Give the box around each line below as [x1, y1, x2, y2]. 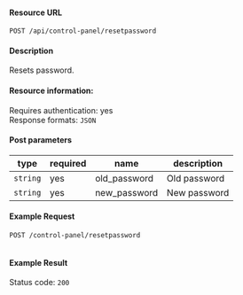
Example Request [9, 211, 75, 221]
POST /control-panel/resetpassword [9, 231, 141, 240]
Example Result [9, 257, 68, 268]
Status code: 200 [9, 277, 70, 288]
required [50, 157, 87, 169]
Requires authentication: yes [9, 105, 114, 115]
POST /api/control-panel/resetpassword [9, 27, 157, 35]
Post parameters [9, 135, 73, 145]
